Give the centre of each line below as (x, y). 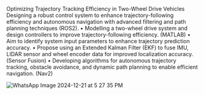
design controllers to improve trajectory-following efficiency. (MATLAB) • (99, 35)
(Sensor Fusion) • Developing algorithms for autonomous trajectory (91, 61)
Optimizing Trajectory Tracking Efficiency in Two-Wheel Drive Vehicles (96, 9)
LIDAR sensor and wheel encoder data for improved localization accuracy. (100, 54)
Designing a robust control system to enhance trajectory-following (90, 15)
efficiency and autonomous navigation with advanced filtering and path (96, 22)
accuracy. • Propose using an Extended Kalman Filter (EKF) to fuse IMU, (97, 47)
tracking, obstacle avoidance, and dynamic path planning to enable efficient (102, 67)
